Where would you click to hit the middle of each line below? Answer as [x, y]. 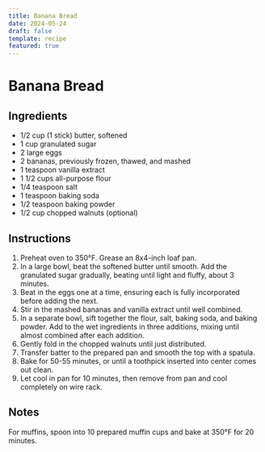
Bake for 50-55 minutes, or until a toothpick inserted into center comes [138, 360]
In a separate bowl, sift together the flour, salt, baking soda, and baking [139, 318]
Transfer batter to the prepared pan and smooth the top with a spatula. [138, 352]
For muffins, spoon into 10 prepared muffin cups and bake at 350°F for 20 [131, 432]
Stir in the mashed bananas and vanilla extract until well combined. [131, 309]
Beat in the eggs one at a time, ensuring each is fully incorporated [130, 292]
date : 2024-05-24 [38, 23]
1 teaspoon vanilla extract [62, 170]
